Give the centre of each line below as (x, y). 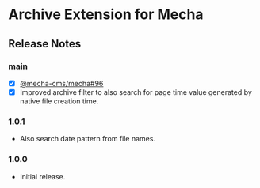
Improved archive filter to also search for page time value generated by (136, 92)
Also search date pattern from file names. (88, 139)
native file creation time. (59, 101)
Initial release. (42, 176)
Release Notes (45, 44)
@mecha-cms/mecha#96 (61, 83)
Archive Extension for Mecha (106, 15)
